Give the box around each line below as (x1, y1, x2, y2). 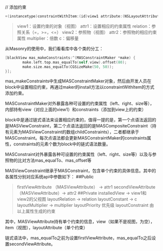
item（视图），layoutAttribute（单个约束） (5, 225, 88, 231)
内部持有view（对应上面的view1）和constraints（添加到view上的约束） (5, 107, 147, 112)
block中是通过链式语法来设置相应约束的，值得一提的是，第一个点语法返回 (5, 117, 152, 123)
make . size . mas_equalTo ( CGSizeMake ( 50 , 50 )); (22, 64, 114, 69)
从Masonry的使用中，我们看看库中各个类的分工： (5, 46, 103, 51)
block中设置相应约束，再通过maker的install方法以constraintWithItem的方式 (5, 84, 155, 90)
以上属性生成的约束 (16, 208, 56, 214)
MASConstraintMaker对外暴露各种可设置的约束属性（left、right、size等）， (5, 101, 154, 107)
